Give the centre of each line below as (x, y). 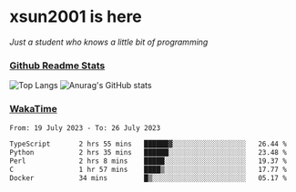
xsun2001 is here (76, 17)
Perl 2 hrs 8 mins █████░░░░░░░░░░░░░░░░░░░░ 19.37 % (148, 161)
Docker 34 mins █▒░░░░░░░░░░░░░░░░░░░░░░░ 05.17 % (148, 178)
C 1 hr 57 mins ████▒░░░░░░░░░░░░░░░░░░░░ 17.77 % (148, 170)
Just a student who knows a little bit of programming (109, 42)
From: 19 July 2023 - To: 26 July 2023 (85, 128)
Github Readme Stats (57, 66)
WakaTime (33, 109)
